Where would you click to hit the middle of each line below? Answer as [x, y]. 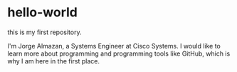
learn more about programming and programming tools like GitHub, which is [119, 53]
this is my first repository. [44, 32]
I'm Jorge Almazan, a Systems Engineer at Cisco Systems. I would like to [114, 46]
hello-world [43, 12]
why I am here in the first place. [53, 61]
